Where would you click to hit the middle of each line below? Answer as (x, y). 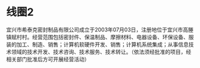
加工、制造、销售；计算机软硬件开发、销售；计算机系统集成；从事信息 (102, 44)
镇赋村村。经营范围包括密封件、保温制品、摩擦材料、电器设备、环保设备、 (97, 37)
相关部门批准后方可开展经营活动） (48, 59)
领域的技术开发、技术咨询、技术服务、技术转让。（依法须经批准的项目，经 (101, 51)
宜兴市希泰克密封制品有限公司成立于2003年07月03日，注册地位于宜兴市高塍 (100, 30)
